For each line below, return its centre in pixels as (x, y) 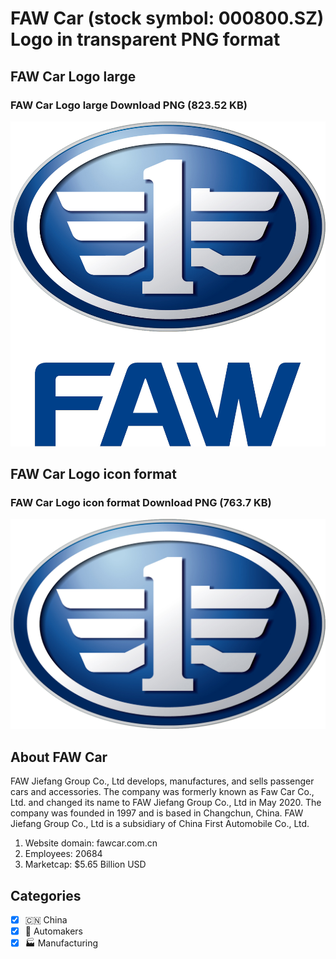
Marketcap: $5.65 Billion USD (85, 864)
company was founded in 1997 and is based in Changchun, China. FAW (157, 813)
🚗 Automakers (53, 931)
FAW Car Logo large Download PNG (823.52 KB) (129, 105)
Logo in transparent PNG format (145, 39)
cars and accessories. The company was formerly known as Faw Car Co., (162, 792)
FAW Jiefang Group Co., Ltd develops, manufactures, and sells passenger (162, 781)
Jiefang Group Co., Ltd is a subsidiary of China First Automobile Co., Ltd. (160, 824)
